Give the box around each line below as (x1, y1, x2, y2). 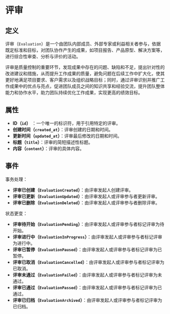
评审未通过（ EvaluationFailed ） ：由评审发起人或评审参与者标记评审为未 (12, 271, 162, 278)
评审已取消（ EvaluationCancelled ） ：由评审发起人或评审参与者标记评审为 (12, 259, 164, 265)
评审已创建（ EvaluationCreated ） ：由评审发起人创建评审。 (12, 187, 134, 193)
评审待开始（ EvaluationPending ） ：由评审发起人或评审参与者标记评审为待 (12, 221, 164, 227)
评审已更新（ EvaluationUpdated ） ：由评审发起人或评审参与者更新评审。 (12, 193, 160, 199)
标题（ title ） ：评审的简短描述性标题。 (12, 139, 93, 145)
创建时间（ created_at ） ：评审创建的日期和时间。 (12, 126, 113, 132)
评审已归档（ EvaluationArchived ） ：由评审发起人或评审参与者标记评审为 (12, 297, 162, 303)
